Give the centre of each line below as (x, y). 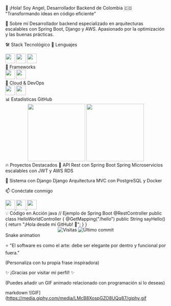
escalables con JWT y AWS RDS (40, 171)
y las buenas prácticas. (30, 34)
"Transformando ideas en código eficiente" (51, 14)
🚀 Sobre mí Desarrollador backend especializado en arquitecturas (75, 23)
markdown (17, 293)
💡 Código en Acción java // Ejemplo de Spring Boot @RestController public (84, 213)
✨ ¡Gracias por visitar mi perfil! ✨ (40, 273)
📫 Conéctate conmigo (29, 191)
